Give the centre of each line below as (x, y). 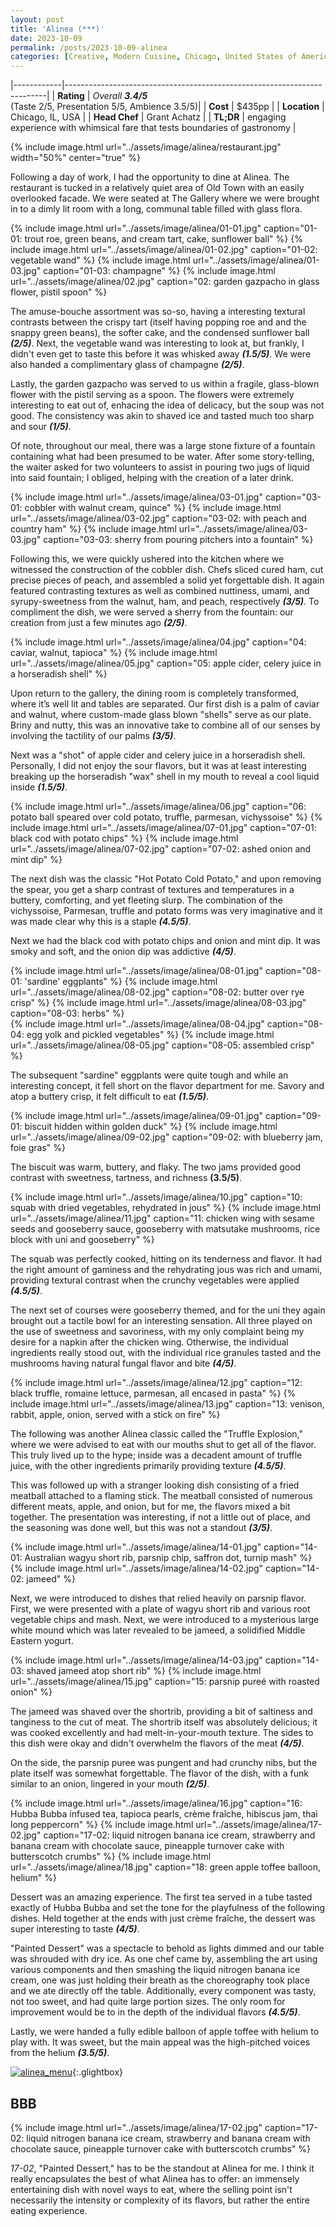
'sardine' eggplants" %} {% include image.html (121, 982)
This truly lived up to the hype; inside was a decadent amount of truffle (156, 1455)
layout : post (37, 19)
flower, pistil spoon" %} (59, 292)
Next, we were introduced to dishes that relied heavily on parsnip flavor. (158, 1598)
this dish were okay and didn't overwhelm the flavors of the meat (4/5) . (157, 1743)
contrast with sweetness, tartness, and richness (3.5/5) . (126, 1178)
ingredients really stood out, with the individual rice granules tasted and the (166, 1353)
